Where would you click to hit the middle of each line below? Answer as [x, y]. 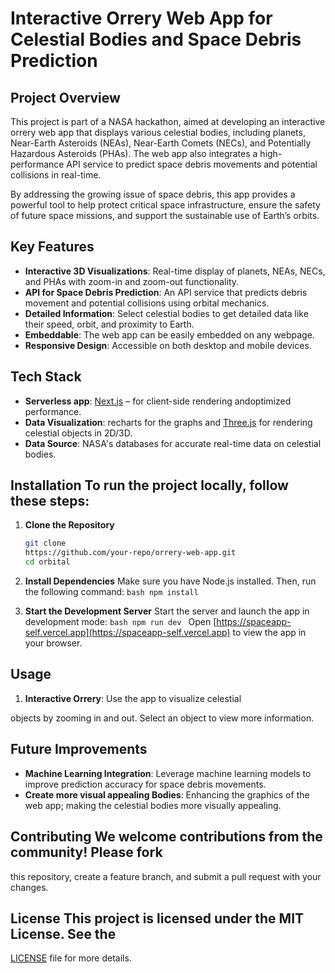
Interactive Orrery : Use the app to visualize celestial [133, 698]
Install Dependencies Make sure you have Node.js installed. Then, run [170, 581]
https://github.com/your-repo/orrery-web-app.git [130, 553]
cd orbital [47, 562]
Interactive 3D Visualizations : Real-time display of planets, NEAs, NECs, [175, 271]
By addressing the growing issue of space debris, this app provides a [153, 194]
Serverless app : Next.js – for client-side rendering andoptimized [158, 401]
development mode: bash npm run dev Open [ [120, 622]
